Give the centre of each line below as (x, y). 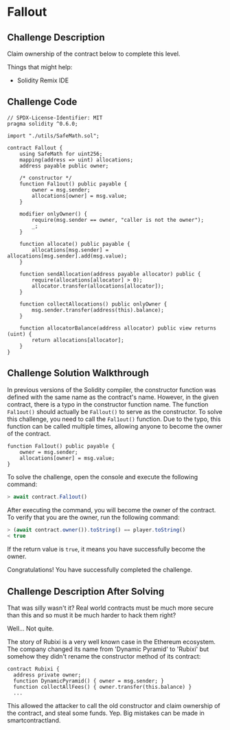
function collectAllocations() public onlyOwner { (93, 304)
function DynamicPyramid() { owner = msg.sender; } (89, 681)
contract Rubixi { (33, 669)
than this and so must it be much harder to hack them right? (92, 615)
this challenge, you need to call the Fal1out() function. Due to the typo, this (114, 419)
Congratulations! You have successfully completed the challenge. (100, 570)
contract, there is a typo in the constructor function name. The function (108, 404)
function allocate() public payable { (75, 244)
